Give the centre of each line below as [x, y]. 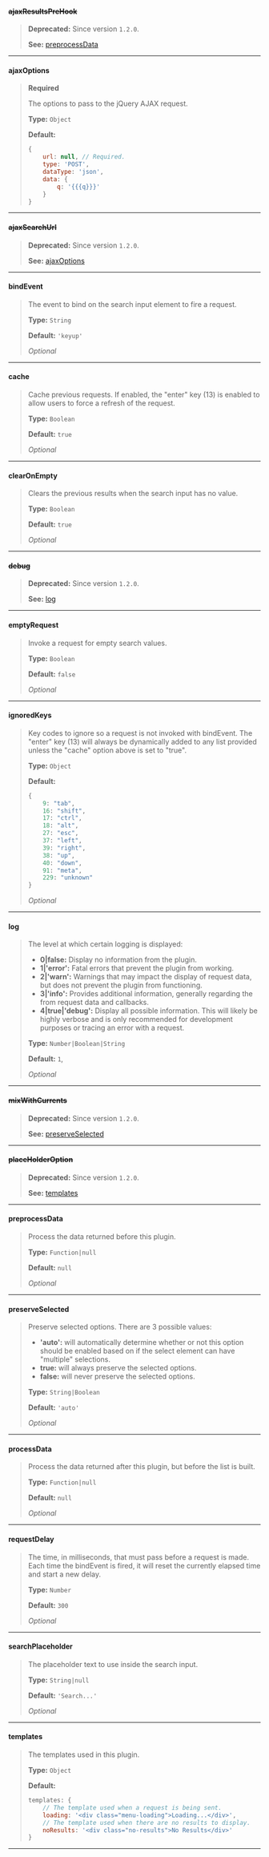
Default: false [52, 674]
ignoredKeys [30, 715]
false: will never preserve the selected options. [118, 1377]
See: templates [53, 1193]
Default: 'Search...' [62, 1695]
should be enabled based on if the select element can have [137, 1351]
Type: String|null [58, 1680]
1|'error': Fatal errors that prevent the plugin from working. [137, 968]
